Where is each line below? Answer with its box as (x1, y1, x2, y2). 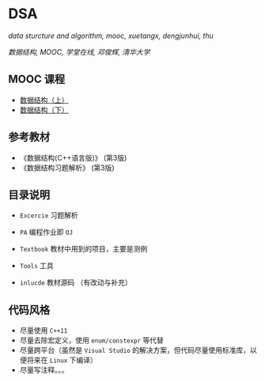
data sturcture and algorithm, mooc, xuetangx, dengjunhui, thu (8, 31, 214, 40)
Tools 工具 (19, 261, 54, 270)
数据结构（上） (19, 95, 69, 104)
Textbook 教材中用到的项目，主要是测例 (19, 244, 148, 254)
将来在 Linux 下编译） (26, 355, 97, 365)
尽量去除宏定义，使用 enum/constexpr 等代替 (19, 335, 164, 345)
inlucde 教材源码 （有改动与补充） (19, 278, 132, 287)
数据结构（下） (19, 104, 69, 115)
